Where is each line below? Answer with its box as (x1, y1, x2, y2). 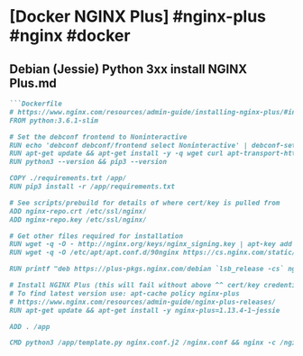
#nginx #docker (9, 25, 131, 46)
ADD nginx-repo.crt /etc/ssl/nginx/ (9, 206, 147, 215)
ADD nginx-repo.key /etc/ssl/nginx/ (9, 215, 147, 224)
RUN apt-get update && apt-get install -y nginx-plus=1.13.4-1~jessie (9, 306, 280, 315)
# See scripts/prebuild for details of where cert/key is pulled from (9, 198, 280, 207)
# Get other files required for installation (9, 232, 183, 241)
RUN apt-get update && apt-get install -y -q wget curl (9, 149, 224, 159)
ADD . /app (9, 322, 50, 331)
